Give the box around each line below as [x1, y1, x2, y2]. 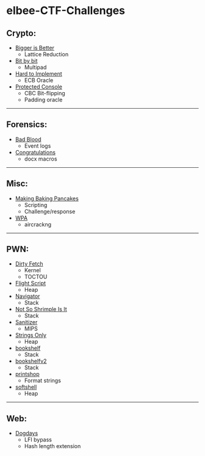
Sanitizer [15, 319, 38, 326]
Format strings [24, 377, 61, 385]
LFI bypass [24, 436, 52, 443]
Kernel [24, 267, 41, 274]
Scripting [24, 201, 48, 208]
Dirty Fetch [15, 260, 44, 267]
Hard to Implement [15, 70, 62, 77]
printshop [15, 371, 40, 378]
